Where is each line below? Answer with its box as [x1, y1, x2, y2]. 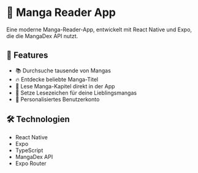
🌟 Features [6, 50, 48, 61]
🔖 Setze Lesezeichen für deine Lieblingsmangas [15, 89, 137, 96]
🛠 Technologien [6, 114, 70, 125]
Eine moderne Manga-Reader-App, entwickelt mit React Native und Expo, [6, 26, 192, 33]
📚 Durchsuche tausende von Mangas [15, 67, 112, 74]
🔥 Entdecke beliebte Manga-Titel [15, 75, 99, 83]
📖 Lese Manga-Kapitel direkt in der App [15, 82, 115, 90]
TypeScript [15, 147, 44, 154]
